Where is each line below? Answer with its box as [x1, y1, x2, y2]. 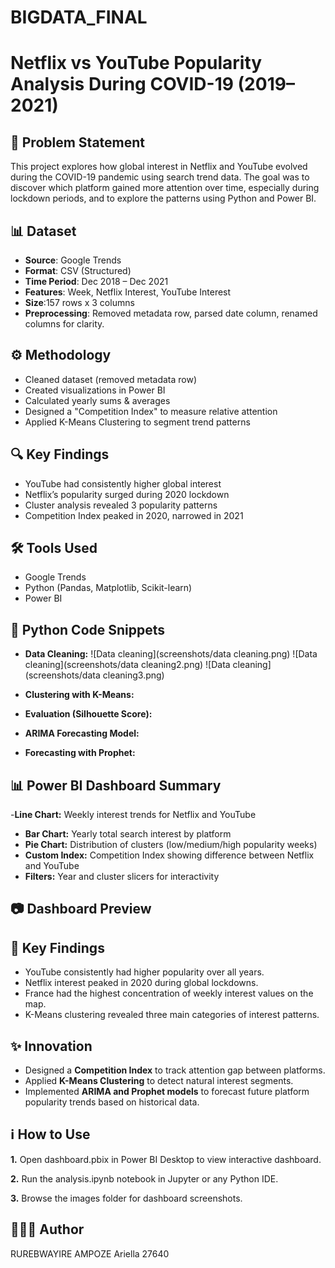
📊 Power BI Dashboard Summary [10, 777, 222, 794]
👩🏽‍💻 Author [10, 1221, 85, 1238]
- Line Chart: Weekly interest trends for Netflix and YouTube [10, 809, 257, 821]
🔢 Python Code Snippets [10, 621, 166, 638]
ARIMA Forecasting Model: [24, 727, 140, 740]
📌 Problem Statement [10, 134, 146, 151]
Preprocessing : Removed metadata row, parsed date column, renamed [24, 307, 318, 319]
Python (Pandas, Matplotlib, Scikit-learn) [24, 582, 193, 594]
